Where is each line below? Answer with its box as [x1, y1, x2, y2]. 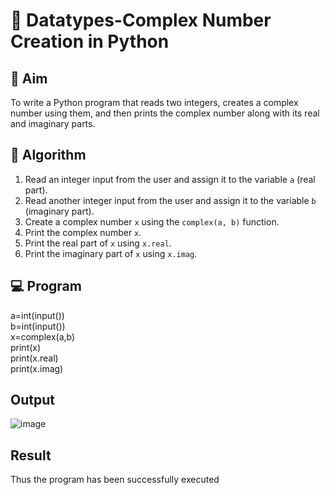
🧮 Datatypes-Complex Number [10, 9, 272, 32]
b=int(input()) [10, 320, 66, 332]
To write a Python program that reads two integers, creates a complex [10, 97, 299, 108]
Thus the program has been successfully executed [10, 474, 220, 486]
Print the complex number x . [24, 226, 142, 238]
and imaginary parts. [10, 118, 96, 129]
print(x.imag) [10, 362, 64, 374]
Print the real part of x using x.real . [24, 237, 172, 249]
